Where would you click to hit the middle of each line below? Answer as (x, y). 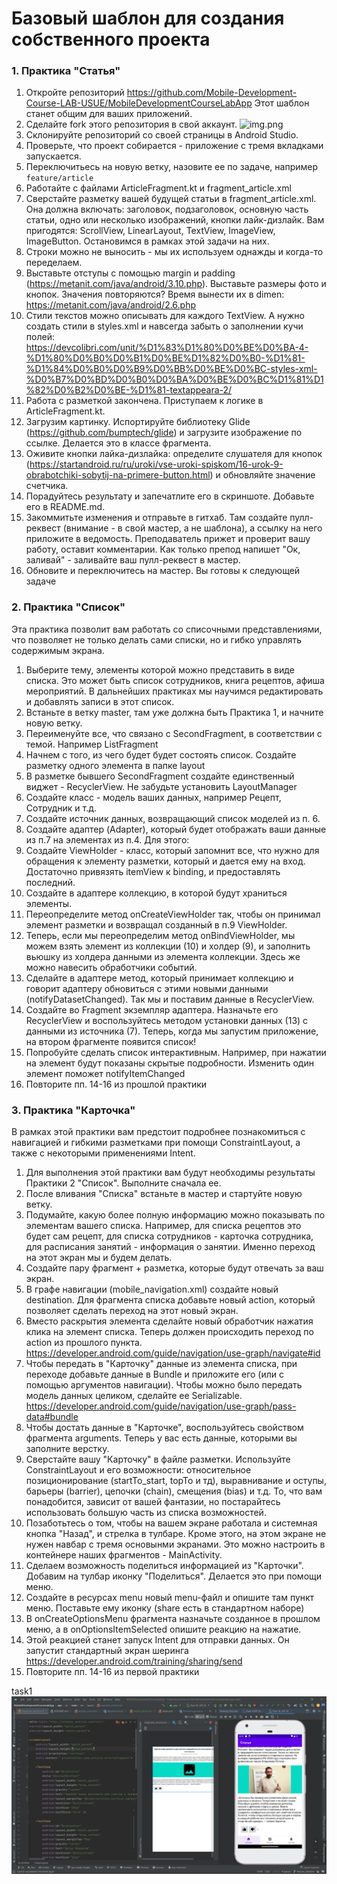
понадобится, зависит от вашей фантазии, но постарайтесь (153, 1502)
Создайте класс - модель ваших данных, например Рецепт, (153, 797)
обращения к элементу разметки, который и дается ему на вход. (165, 861)
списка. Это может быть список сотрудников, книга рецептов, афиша (175, 680)
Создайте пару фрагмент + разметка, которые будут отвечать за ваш (174, 1268)
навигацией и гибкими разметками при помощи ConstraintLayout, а (156, 1143)
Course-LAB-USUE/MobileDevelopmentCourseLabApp (139, 103)
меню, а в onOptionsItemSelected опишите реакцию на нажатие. (163, 1629)
